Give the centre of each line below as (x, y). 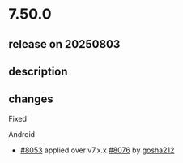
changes (31, 99)
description (38, 71)
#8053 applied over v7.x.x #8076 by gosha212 (97, 150)
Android (21, 134)
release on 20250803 (64, 44)
